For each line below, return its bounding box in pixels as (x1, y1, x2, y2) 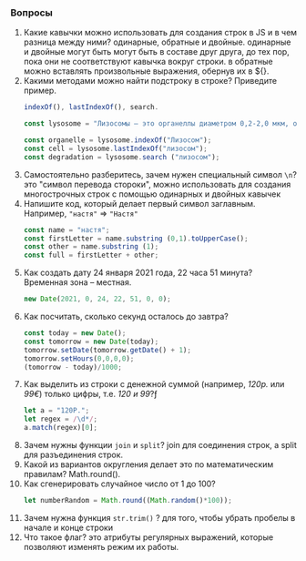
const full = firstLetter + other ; (23, 250, 159, 260)
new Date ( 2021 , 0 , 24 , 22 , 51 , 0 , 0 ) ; (23, 294, 171, 304)
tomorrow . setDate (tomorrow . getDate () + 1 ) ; (23, 345, 192, 354)
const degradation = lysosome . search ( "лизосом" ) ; (23, 152, 220, 161)
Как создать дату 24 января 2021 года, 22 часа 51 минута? (23, 267, 253, 279)
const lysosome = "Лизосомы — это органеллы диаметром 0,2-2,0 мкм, (23, 119, 290, 128)
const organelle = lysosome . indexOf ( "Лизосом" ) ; (23, 136, 212, 145)
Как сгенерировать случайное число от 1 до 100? (23, 478, 217, 489)
